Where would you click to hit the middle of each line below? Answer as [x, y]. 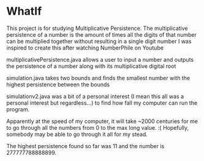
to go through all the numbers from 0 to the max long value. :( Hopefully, [98, 127]
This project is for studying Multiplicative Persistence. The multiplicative [97, 28]
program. [18, 109]
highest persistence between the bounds [58, 84]
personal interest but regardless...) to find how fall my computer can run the [102, 103]
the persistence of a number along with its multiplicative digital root [91, 66]
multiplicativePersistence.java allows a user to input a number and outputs [100, 59]
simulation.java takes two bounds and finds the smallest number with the [98, 78]
